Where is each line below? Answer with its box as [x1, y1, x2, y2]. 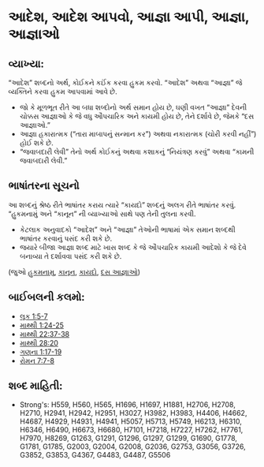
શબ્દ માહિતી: [8, 379, 63, 393]
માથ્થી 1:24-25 [19, 320, 65, 330]
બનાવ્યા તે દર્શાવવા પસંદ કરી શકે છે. [19, 251, 122, 260]
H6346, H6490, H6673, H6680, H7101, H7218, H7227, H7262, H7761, [19, 425, 244, 435]
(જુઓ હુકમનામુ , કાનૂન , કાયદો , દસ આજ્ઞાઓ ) [8, 267, 140, 276]
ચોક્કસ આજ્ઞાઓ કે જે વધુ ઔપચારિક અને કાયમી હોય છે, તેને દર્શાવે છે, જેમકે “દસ [19, 111, 255, 121]
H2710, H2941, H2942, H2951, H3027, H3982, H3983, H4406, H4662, [19, 409, 247, 418]
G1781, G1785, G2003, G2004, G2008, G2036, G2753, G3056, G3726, [19, 442, 246, 451]
